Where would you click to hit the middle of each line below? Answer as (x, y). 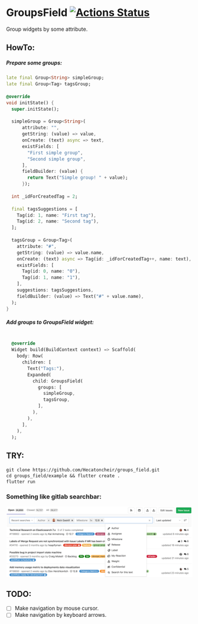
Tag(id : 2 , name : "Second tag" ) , (58, 221)
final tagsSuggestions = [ (45, 209)
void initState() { (30, 103)
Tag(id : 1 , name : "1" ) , (51, 278)
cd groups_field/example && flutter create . (63, 476)
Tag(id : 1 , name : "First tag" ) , (56, 215)
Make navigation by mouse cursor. (57, 608)
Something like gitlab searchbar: (54, 497)
